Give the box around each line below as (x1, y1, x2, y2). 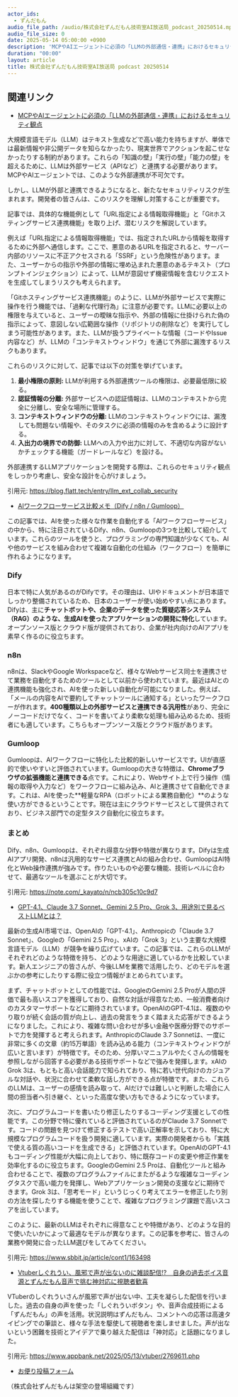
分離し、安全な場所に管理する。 (30, 403, 124, 412)
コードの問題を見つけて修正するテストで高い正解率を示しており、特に (18, 1125, 224, 1134)
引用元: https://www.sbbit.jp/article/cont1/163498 (7, 1253, 151, 1261)
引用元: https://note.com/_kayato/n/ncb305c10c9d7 (7, 887, 158, 896)
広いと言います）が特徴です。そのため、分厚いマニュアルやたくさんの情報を (7, 1048, 230, 1056)
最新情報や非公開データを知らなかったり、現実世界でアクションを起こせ (13, 144, 225, 153)
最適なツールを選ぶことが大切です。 (25, 872, 131, 881)
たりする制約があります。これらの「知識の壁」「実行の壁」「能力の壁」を (19, 153, 230, 162)
